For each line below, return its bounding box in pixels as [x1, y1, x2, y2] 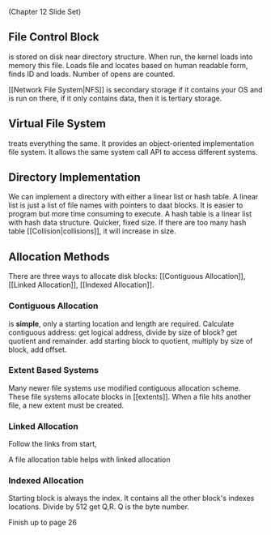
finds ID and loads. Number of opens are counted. [8, 69, 176, 79]
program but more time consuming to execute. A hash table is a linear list [8, 209, 252, 219]
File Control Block [8, 30, 100, 44]
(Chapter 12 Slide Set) [8, 7, 82, 16]
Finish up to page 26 [8, 518, 77, 528]
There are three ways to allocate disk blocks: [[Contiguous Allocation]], [8, 272, 246, 281]
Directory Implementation [8, 170, 142, 185]
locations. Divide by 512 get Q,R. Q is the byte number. [8, 502, 190, 511]
